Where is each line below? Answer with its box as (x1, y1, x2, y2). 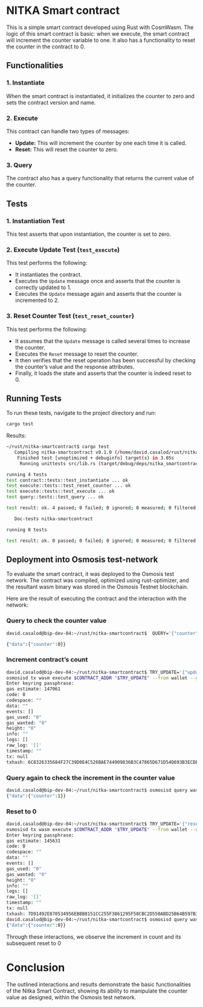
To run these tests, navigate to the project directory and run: (6, 409, 156, 417)
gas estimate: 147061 (6, 686, 61, 693)
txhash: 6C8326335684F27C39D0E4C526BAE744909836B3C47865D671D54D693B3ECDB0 (6, 759, 201, 765)
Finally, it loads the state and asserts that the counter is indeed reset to (14, 370, 192, 377)
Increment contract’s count (6, 656, 88, 664)
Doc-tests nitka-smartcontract (14, 515, 94, 522)
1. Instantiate (6, 79, 45, 87)
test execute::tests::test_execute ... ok (6, 488, 115, 495)
